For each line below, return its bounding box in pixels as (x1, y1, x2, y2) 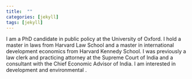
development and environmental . (6, 67, 87, 74)
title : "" (6, 8, 33, 15)
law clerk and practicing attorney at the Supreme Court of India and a (6, 54, 173, 61)
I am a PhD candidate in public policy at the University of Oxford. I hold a (6, 36, 181, 43)
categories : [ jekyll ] (6, 14, 59, 20)
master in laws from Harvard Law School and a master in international (6, 42, 174, 49)
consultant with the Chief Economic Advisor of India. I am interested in (6, 60, 176, 67)
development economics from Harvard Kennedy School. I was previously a (6, 48, 186, 55)
